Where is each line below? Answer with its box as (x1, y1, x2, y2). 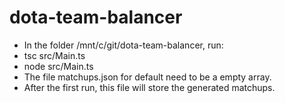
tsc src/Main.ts (23, 49, 86, 61)
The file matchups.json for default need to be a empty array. (23, 71, 272, 83)
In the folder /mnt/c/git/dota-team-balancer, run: (23, 39, 224, 51)
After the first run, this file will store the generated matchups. (23, 81, 276, 93)
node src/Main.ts (23, 60, 94, 72)
